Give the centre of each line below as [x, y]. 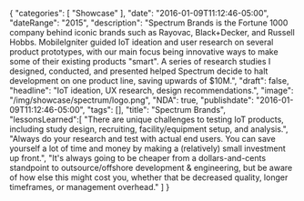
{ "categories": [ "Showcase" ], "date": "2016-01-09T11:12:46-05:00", [139, 13]
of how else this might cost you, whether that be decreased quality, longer [149, 177]
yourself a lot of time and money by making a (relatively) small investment [148, 148]
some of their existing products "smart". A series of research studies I [140, 61]
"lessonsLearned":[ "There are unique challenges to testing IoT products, [147, 119]
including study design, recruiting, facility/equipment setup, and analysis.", [149, 129]
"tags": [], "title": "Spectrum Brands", [156, 110]
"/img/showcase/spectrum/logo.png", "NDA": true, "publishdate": [132, 100]
